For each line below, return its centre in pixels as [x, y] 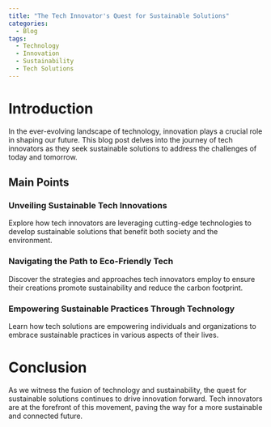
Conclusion [48, 367]
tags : [17, 38]
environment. [30, 241]
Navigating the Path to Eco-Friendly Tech [91, 262]
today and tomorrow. [43, 157]
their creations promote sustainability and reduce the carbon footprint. [126, 288]
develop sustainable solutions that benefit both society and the [113, 232]
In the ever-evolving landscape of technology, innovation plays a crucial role [135, 131]
